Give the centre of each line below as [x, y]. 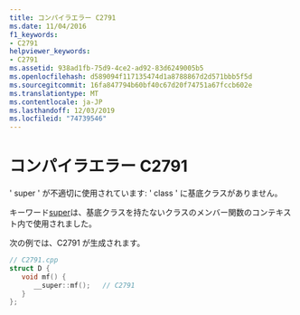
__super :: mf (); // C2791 [84, 285]
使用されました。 [65, 224]
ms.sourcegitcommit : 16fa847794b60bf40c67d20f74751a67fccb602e [131, 85]
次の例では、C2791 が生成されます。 [77, 243]
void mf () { [44, 277]
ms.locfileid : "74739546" [58, 119]
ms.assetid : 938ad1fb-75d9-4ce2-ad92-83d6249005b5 [107, 69]
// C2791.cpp [34, 260]
